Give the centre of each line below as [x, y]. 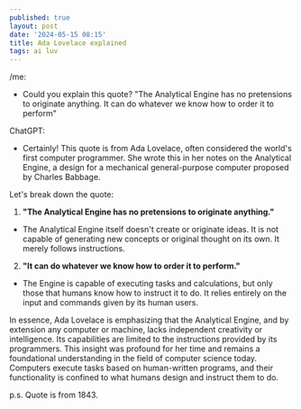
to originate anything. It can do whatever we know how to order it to [148, 104]
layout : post [34, 26]
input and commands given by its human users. [110, 303]
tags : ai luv [34, 51]
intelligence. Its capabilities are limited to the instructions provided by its [143, 340]
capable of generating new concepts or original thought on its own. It [151, 239]
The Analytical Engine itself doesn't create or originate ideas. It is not [150, 230]
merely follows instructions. [73, 249]
